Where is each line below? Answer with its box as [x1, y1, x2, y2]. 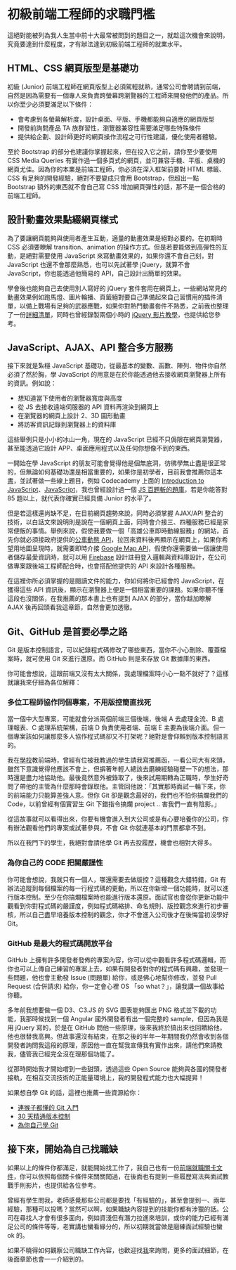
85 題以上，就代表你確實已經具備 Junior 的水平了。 [7, 494, 156, 503]
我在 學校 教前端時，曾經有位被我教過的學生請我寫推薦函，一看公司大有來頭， [7, 756, 229, 765]
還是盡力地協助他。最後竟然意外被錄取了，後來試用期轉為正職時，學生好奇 [13, 774, 229, 782]
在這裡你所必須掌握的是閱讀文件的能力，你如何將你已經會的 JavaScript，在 [7, 577, 225, 585]
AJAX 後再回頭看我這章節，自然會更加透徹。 [7, 603, 136, 611]
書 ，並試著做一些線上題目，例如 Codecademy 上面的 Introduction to [7, 477, 205, 485]
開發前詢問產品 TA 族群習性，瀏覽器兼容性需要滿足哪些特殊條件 [17, 124, 202, 132]
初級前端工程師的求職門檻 [7, 6, 156, 22]
